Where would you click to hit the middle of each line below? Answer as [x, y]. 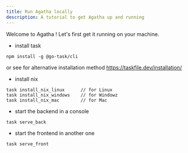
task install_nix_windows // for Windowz [62, 95]
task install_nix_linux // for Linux [59, 90]
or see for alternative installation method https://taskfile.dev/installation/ [94, 67]
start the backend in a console [52, 111]
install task [28, 46]
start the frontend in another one [55, 133]
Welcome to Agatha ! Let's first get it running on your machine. [83, 34]
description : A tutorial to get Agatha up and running [75, 17]
